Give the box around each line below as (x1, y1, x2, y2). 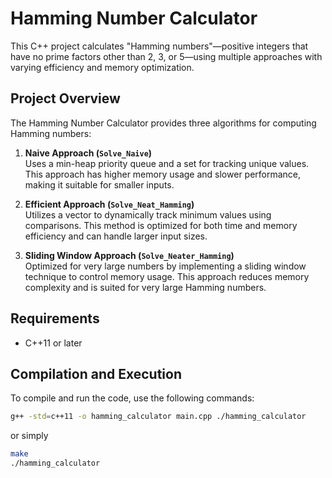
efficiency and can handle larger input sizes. (24, 230, 208, 242)
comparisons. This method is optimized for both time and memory (24, 219, 298, 231)
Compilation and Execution (10, 365, 182, 382)
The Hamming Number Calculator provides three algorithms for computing (10, 117, 317, 129)
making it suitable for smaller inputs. (24, 178, 175, 191)
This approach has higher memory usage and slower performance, (24, 168, 302, 180)
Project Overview (10, 90, 121, 107)
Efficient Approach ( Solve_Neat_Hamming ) (24, 198, 195, 210)
